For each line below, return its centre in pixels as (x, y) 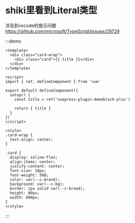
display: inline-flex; (34, 157)
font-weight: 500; (29, 175)
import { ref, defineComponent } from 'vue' (53, 81)
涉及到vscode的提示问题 (31, 25)
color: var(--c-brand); (35, 179)
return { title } (33, 108)
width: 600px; (25, 197)
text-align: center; (31, 140)
